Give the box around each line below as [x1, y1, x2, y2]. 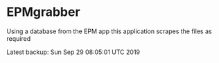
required [6, 34, 31, 42]
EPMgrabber [6, 4, 80, 20]
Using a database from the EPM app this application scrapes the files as [6, 27, 212, 35]
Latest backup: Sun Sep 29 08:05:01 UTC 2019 [6, 48, 140, 56]
